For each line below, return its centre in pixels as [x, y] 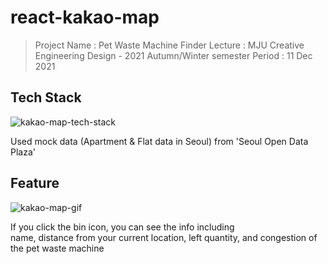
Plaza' [23, 152]
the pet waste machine [57, 248]
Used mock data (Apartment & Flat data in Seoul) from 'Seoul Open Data [159, 141]
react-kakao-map [85, 17]
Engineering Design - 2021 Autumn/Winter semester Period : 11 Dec [173, 55]
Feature [35, 183]
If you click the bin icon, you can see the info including [122, 227]
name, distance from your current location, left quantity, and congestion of [164, 237]
